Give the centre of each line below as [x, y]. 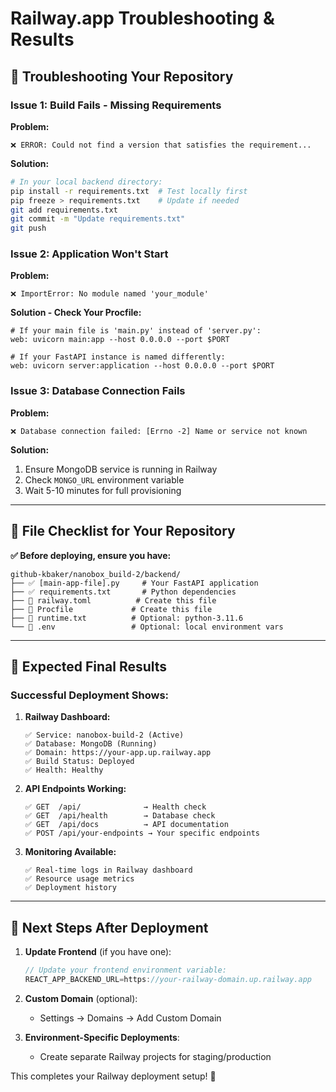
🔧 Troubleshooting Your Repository [122, 76]
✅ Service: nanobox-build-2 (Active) [104, 735]
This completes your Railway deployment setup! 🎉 [113, 1076]
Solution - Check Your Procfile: [76, 313]
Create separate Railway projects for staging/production [155, 1056]
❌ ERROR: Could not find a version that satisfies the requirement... [161, 145]
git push [28, 228]
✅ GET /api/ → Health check [115, 807]
